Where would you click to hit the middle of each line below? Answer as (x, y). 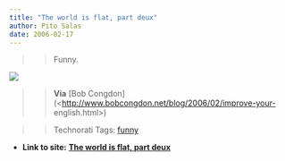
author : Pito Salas (46, 26)
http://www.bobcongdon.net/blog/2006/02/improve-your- (168, 103)
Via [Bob (70, 94)
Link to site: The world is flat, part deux (96, 148)
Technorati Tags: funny (96, 130)
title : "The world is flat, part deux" (84, 17)
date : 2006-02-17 (42, 34)
